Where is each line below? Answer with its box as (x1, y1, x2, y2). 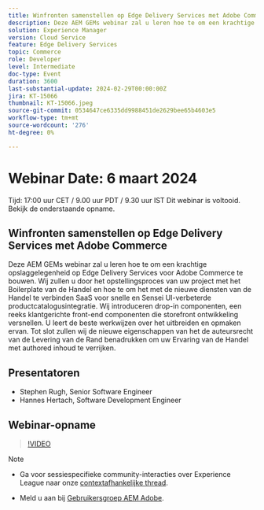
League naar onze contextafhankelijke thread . (19, 478, 169, 487)
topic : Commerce (8, 48, 61, 56)
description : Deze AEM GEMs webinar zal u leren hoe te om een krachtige (8, 19, 255, 27)
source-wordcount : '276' (8, 121, 90, 129)
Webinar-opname (8, 418, 97, 431)
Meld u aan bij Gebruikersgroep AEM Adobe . (19, 493, 165, 502)
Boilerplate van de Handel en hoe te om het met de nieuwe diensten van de (8, 285, 251, 294)
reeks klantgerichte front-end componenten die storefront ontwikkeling (8, 310, 239, 320)
